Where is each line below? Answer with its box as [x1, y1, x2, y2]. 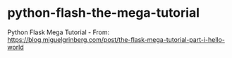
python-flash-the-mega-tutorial [7, 5, 200, 21]
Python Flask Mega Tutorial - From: [7, 28, 110, 36]
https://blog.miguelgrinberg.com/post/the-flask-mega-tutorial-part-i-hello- [7, 35, 226, 43]
